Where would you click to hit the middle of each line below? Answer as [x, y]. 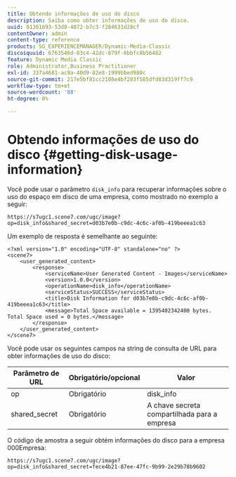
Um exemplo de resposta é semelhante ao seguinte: [83, 236]
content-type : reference [44, 40]
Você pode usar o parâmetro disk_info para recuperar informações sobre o [117, 189]
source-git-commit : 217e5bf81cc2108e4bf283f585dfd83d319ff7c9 [100, 79]
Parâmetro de [36, 373]
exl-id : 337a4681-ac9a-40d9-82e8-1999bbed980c [77, 72]
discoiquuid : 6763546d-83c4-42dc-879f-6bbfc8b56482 [84, 53]
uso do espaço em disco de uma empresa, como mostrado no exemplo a [113, 196]
